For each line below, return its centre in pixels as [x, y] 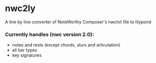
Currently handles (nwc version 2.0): [50, 34]
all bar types [25, 50]
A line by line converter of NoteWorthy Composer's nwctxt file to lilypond [78, 22]
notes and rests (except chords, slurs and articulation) [66, 45]
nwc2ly [20, 8]
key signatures [27, 55]
